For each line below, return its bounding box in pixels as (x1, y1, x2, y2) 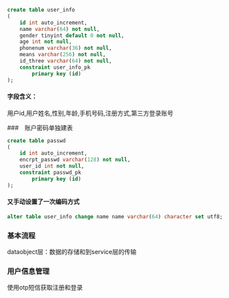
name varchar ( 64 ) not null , (19, 25, 100, 32)
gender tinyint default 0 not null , (19, 32, 125, 39)
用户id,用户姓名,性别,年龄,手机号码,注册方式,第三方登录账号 (7, 108, 174, 117)
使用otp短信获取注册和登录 (7, 284, 83, 292)
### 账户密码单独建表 (7, 124, 74, 132)
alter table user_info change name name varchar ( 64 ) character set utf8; (7, 213, 223, 220)
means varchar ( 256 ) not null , (19, 51, 107, 58)
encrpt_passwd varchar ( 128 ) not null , (19, 157, 131, 163)
